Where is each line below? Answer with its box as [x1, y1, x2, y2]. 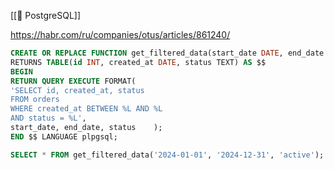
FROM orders [10, 95, 60, 105]
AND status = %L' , [10, 113, 87, 124]
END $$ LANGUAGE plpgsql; [10, 131, 118, 142]
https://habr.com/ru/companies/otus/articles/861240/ [10, 29, 231, 40]
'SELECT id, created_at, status [10, 85, 145, 95]
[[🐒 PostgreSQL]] [10, 10, 82, 21]
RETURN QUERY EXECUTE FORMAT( [10, 76, 137, 86]
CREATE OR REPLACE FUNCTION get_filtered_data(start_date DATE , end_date [10, 48, 325, 58]
